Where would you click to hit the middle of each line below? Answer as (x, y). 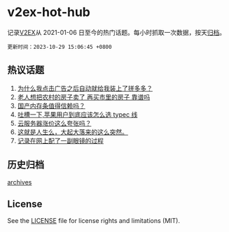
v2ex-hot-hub (49, 12)
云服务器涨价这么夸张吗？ (54, 123)
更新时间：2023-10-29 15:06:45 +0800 (60, 47)
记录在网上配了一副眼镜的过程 (60, 140)
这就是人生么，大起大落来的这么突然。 (72, 132)
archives (20, 182)
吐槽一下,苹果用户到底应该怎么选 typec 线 (77, 114)
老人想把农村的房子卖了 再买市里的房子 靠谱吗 (84, 97)
